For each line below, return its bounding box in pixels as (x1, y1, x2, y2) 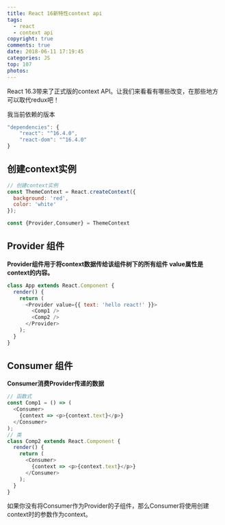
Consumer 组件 (7, 360, 73, 372)
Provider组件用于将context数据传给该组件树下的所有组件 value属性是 (7, 259, 204, 268)
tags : (7, 16, 23, 23)
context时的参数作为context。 (7, 511, 92, 519)
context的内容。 (7, 268, 54, 277)
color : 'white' (13, 201, 57, 208)
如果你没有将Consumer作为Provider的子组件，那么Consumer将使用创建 (7, 502, 209, 510)
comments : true (7, 42, 51, 49)
